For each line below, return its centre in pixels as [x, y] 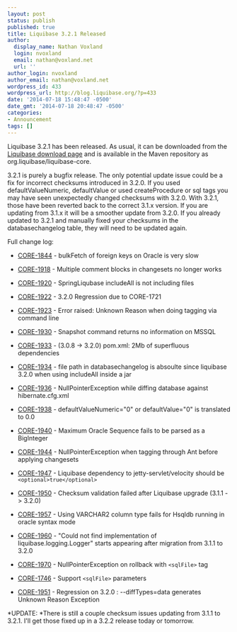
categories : [25, 113]
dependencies [39, 353]
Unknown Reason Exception [59, 599]
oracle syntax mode [46, 521]
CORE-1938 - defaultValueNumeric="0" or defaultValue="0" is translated [124, 409]
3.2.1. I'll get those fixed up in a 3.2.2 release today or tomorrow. [101, 621]
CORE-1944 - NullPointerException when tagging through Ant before [117, 452]
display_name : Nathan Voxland [58, 47]
